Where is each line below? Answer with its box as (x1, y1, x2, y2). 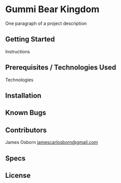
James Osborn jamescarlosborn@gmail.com (5, 139, 98, 145)
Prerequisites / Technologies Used (5, 63, 116, 72)
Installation (5, 91, 42, 100)
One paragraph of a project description (5, 20, 87, 26)
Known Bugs (5, 108, 47, 117)
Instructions (5, 48, 30, 54)
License (5, 171, 31, 179)
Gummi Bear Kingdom (5, 4, 100, 15)
